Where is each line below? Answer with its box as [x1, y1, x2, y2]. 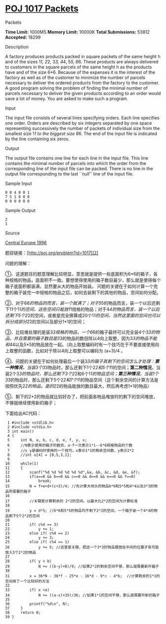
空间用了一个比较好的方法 [5, 578, 49, 584]
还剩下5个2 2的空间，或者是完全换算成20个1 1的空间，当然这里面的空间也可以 [5, 312, 161, 318]
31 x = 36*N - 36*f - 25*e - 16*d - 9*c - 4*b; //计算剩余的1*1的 [5, 573, 160, 578]
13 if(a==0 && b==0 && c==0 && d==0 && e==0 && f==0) [5, 474, 136, 479]
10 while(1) [5, 461, 39, 466]
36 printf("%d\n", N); [5, 601, 70, 606]
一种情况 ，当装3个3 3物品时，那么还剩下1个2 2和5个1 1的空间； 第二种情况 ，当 [5, 364, 161, 370]
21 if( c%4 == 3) [5, 522, 58, 527]
